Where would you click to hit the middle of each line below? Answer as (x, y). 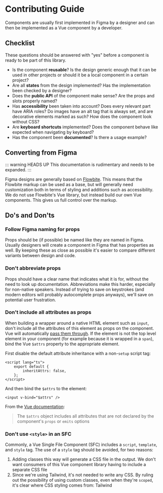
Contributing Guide (45, 9)
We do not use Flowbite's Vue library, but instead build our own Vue (73, 195)
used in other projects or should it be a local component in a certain (80, 75)
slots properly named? (35, 101)
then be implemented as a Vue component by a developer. (64, 27)
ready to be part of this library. (36, 60)
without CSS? (26, 121)
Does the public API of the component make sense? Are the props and (83, 95)
